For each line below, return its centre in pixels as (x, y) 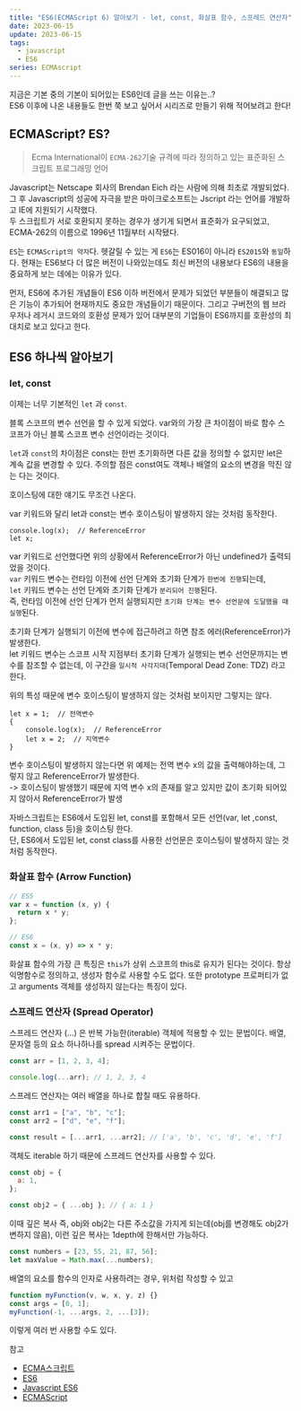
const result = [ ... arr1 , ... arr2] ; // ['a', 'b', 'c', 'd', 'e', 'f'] (146, 1137)
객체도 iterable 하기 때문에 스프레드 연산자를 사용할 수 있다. (113, 1155)
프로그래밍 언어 (82, 168)
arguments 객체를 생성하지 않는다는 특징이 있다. (103, 986)
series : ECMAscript (46, 68)
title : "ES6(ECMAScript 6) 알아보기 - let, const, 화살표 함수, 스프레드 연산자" (151, 17)
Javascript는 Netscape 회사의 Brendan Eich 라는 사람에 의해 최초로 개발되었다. (149, 187)
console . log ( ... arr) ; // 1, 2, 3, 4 (77, 1077)
